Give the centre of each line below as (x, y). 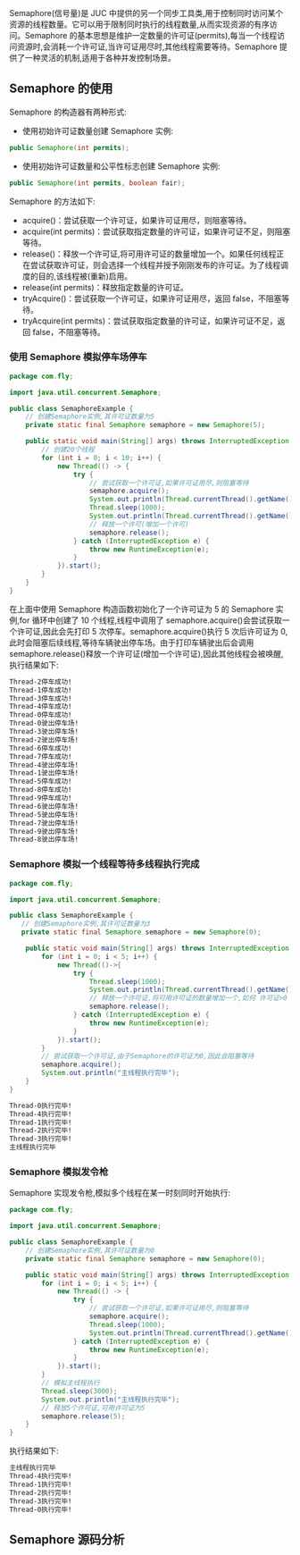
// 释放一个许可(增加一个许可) (139, 524)
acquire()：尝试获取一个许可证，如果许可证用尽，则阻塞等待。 (137, 220)
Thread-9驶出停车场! (44, 831)
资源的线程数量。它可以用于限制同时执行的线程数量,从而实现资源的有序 (140, 24)
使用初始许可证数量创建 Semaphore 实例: (98, 130)
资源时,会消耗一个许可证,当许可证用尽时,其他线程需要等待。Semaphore (147, 46)
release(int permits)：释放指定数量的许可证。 (105, 287)
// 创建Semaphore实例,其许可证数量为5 (90, 417)
